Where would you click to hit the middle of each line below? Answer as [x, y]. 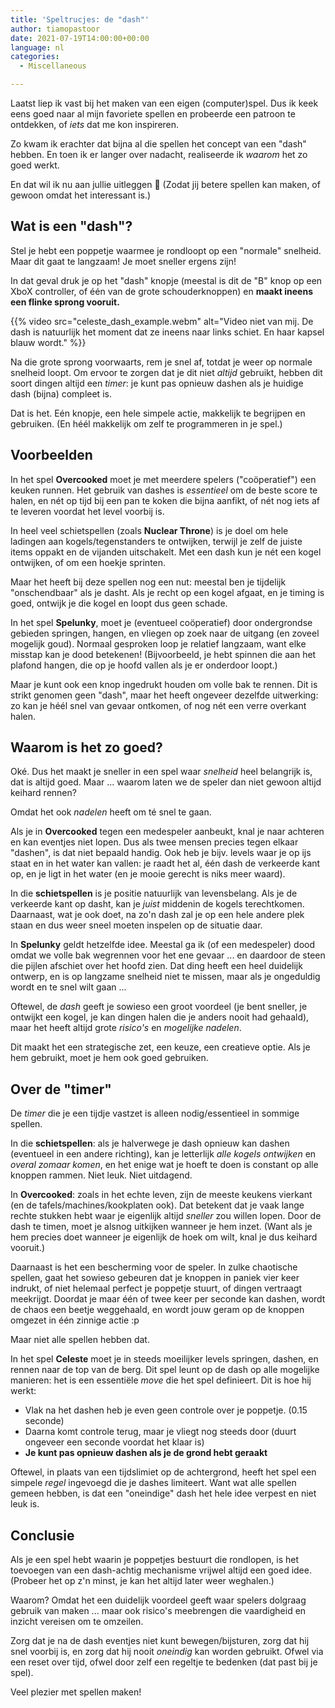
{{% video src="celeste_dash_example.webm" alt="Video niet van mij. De [162, 321]
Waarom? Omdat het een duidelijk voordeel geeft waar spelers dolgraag [158, 1600]
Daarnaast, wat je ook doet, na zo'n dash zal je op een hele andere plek [157, 915]
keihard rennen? [43, 793]
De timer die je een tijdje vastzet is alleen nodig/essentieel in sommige [155, 1113]
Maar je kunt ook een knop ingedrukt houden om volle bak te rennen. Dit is [164, 684]
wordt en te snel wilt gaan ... [68, 987]
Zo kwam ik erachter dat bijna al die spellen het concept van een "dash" [158, 144]
